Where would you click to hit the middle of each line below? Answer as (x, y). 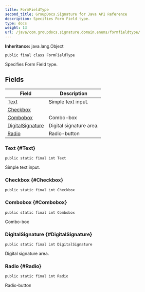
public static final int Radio (37, 276)
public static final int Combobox (40, 213)
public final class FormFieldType (40, 55)
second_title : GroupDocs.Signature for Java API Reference (66, 14)
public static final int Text (36, 158)
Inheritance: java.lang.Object (35, 46)
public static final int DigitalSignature (49, 245)
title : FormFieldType (27, 10)
